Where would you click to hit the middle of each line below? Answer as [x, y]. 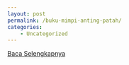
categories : [25, 27]
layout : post [27, 14]
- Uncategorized [44, 34]
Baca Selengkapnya [37, 54]
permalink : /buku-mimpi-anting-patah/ [64, 20]
